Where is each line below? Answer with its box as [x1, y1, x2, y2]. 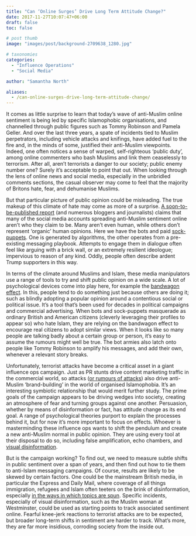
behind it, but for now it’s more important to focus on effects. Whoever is [6, 418, 181, 425]
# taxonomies [6, 52, 38, 57]
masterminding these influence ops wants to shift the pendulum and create [6, 425, 187, 432]
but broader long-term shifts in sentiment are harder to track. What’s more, [6, 517, 186, 524]
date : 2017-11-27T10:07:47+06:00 [6, 14, 88, 20]
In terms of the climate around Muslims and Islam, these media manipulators [6, 270, 190, 277]
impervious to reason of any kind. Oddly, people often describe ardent [6, 252, 176, 260]
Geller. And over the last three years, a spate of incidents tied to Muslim [6, 129, 178, 136]
